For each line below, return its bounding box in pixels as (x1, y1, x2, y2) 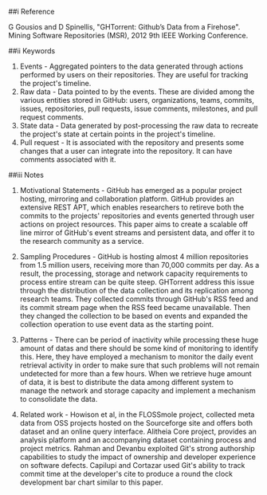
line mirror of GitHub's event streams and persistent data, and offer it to (19, 228, 255, 238)
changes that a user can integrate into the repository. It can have (19, 147, 233, 155)
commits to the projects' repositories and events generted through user (19, 211, 255, 220)
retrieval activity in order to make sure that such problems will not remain (19, 360, 260, 370)
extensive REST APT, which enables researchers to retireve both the (19, 202, 245, 212)
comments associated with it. (19, 155, 116, 164)
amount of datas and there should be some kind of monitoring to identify (19, 344, 259, 353)
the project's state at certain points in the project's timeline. (19, 129, 216, 139)
